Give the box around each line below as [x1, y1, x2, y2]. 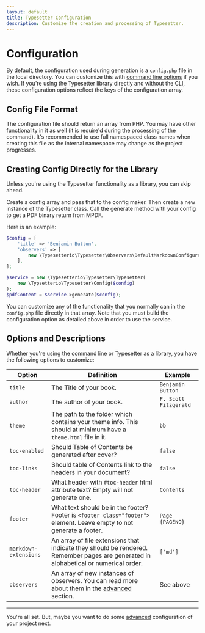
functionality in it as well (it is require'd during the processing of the [6, 126, 176, 134]
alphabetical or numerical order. [51, 558, 143, 567]
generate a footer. [51, 526, 103, 535]
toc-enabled [9, 447, 45, 454]
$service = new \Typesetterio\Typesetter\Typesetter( [6, 274, 146, 281]
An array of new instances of [51, 569, 134, 577]
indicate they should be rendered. [51, 543, 148, 552]
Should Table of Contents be [51, 442, 133, 451]
